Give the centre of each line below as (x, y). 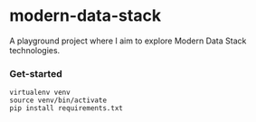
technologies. (35, 50)
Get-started (36, 73)
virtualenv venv (40, 93)
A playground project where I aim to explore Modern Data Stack (128, 41)
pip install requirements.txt (66, 108)
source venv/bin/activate (58, 100)
